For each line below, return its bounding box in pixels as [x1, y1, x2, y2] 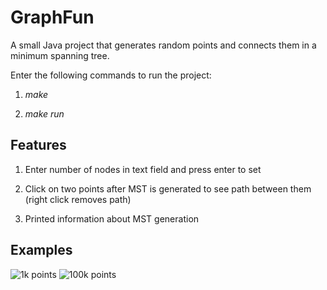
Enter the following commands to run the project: [10, 69, 212, 81]
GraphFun [10, 6, 95, 29]
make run [24, 107, 65, 120]
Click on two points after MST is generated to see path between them [24, 182, 312, 195]
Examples [10, 242, 73, 259]
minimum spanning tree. [10, 49, 110, 61]
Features [10, 137, 67, 154]
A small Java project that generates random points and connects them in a [10, 39, 317, 51]
